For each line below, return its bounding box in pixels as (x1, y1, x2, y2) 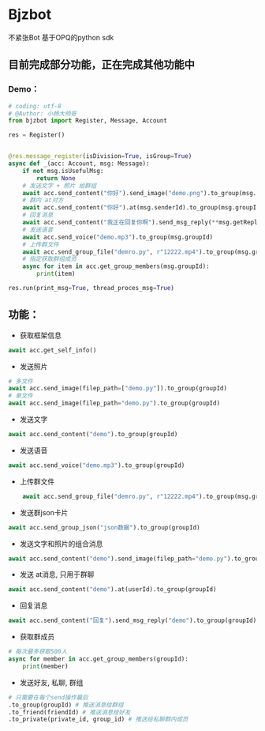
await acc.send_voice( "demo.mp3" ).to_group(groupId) (8, 461, 185, 469)
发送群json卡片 (19, 507, 69, 517)
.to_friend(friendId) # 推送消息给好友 (8, 708, 131, 716)
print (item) (36, 270, 77, 278)
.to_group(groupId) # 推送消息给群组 (8, 701, 124, 709)
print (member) (22, 662, 69, 670)
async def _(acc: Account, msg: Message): (8, 160, 150, 168)
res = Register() (8, 131, 65, 139)
